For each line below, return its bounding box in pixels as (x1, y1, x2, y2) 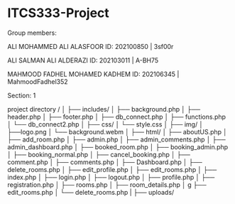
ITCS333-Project (7, 5, 110, 21)
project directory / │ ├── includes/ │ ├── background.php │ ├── (7, 104, 201, 113)
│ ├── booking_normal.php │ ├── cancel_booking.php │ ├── (7, 150, 190, 159)
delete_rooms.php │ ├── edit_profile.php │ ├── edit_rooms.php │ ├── (7, 165, 217, 173)
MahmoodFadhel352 (7, 77, 69, 86)
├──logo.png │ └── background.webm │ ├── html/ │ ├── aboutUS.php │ (7, 127, 228, 136)
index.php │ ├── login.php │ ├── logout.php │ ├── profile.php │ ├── (7, 173, 215, 181)
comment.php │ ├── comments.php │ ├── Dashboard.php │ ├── (7, 158, 202, 166)
